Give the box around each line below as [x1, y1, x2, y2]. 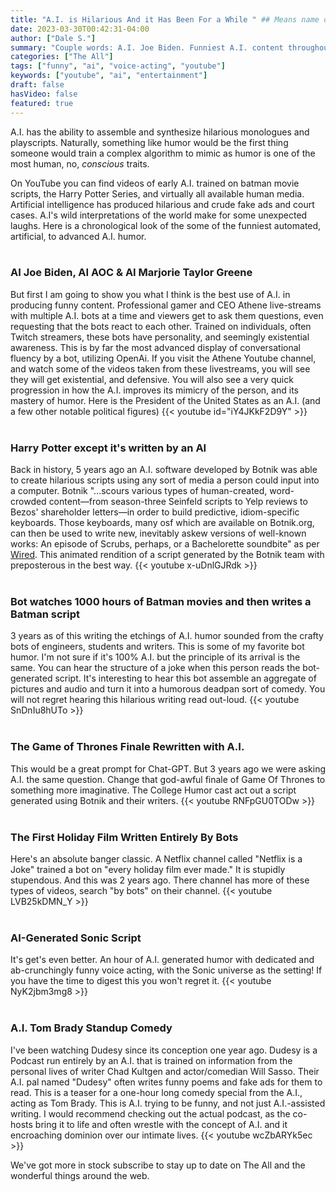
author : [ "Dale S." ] [10, 33, 97, 43]
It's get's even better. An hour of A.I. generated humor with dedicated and [10, 954, 315, 966]
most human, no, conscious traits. [10, 157, 150, 170]
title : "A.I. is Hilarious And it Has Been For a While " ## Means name [10, 14, 320, 25]
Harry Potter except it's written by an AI [10, 441, 207, 455]
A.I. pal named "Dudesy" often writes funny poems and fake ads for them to [10, 1076, 323, 1088]
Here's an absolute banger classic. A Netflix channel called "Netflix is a [10, 852, 303, 865]
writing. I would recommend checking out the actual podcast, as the [10, 1107, 291, 1120]
